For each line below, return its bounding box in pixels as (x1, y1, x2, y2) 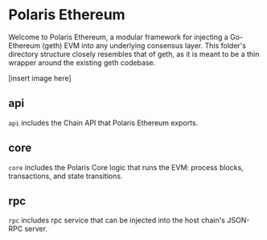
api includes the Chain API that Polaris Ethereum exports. (8, 118, 199, 128)
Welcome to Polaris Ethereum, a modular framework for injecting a (8, 32, 229, 42)
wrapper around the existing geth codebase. (8, 58, 156, 67)
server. (24, 224, 48, 234)
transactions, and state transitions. (8, 171, 123, 181)
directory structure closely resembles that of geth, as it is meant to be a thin (8, 49, 260, 59)
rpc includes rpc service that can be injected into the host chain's (8, 215, 226, 226)
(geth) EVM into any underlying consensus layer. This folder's (42, 40, 247, 50)
